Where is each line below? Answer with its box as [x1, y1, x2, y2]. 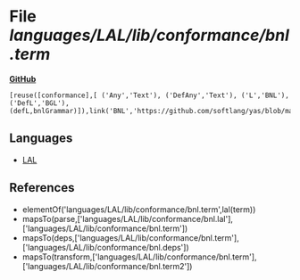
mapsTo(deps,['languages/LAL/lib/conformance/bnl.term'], [21, 232, 239, 243]
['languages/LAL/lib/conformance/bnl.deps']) [21, 242, 189, 252]
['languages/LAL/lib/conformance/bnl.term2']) [21, 260, 193, 271]
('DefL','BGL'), [9, 98, 70, 108]
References [9, 180, 75, 195]
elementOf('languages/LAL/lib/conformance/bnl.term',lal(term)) [21, 203, 256, 215]
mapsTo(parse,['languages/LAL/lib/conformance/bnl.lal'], [21, 213, 234, 224]
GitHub [9, 73, 37, 84]
